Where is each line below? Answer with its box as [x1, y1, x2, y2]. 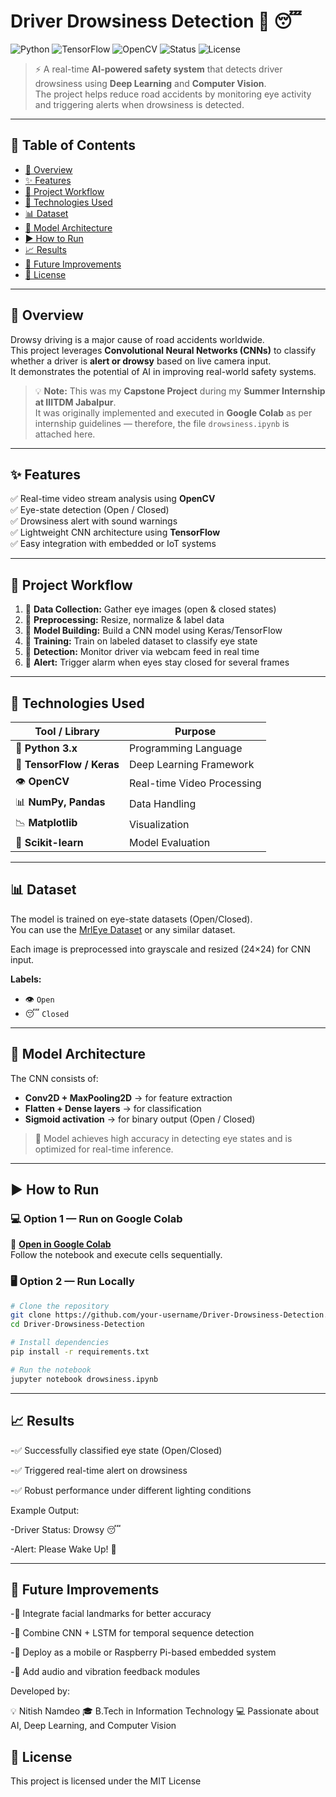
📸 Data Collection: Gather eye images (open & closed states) [24, 603, 277, 615]
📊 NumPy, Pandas [15, 795, 106, 809]
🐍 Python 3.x [15, 741, 78, 755]
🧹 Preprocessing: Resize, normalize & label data [24, 614, 225, 626]
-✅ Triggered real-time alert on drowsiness [10, 1464, 188, 1476]
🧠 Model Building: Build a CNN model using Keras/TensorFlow [24, 625, 283, 637]
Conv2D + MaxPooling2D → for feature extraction [24, 1091, 233, 1104]
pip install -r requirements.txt [10, 1347, 150, 1357]
